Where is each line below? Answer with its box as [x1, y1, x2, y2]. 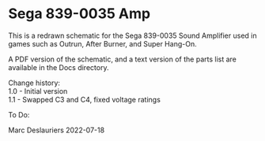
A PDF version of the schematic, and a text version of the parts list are [8, 54, 237, 64]
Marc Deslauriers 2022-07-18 [8, 125, 105, 135]
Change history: [8, 78, 61, 87]
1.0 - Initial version [8, 86, 68, 95]
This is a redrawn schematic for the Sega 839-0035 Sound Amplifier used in [8, 31, 257, 40]
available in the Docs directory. [8, 62, 109, 72]
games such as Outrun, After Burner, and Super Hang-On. [8, 39, 197, 48]
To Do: [8, 109, 30, 119]
